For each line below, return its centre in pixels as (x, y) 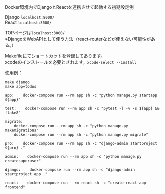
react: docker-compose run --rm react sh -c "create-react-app (76, 183)
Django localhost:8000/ (30, 17)
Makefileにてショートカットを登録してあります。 (55, 56)
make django (17, 82)
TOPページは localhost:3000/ (35, 33)
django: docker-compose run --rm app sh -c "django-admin (70, 170)
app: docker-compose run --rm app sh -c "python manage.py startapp (81, 95)
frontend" (15, 187)
